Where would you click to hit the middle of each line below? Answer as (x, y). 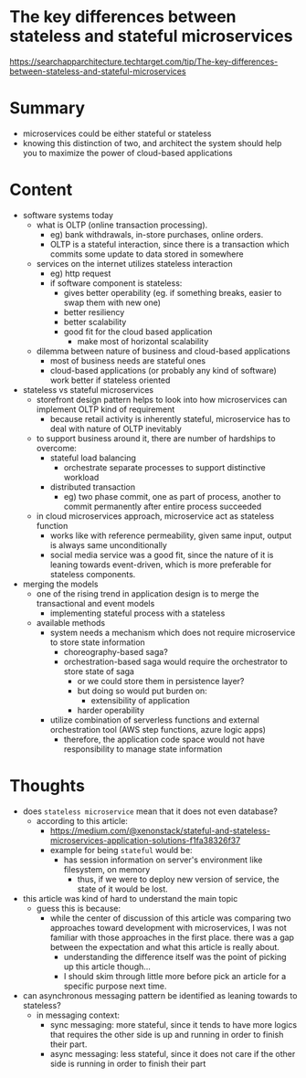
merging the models (60, 584)
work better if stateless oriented (110, 380)
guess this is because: (79, 908)
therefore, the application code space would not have (164, 739)
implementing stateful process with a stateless (137, 613)
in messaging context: (78, 1015)
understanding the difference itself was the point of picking (175, 956)
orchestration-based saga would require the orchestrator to (175, 661)
